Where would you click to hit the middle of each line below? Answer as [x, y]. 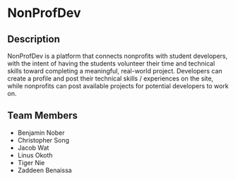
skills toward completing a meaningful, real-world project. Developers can [115, 71]
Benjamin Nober [41, 133]
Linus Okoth [35, 155]
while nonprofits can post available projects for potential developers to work [118, 86]
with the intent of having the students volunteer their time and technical [111, 64]
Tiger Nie [31, 162]
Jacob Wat [33, 148]
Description [34, 39]
